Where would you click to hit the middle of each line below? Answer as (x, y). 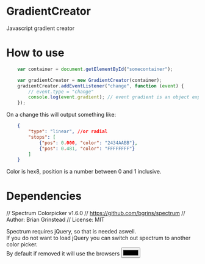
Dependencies (44, 196)
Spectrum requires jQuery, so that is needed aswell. (71, 232)
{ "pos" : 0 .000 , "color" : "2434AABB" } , (88, 143)
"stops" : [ (42, 137)
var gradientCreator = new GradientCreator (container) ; (90, 80)
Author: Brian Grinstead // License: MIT (56, 220)
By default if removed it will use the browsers (63, 254)
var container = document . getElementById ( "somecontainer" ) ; (95, 69)
